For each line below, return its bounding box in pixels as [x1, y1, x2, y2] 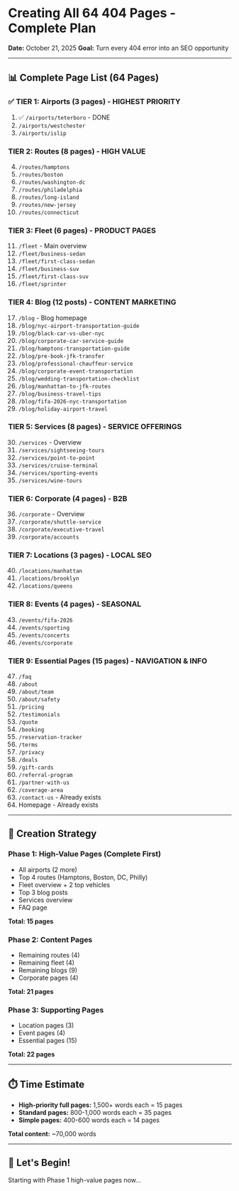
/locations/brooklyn [18, 575, 79, 583]
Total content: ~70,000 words [8, 1130, 96, 1138]
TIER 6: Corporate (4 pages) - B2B [8, 493, 128, 503]
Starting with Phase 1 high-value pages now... [8, 1175, 141, 1184]
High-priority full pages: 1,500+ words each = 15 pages [18, 1101, 183, 1109]
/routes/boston [18, 171, 64, 179]
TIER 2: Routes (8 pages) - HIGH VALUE [8, 146, 146, 156]
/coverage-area [18, 787, 64, 794]
